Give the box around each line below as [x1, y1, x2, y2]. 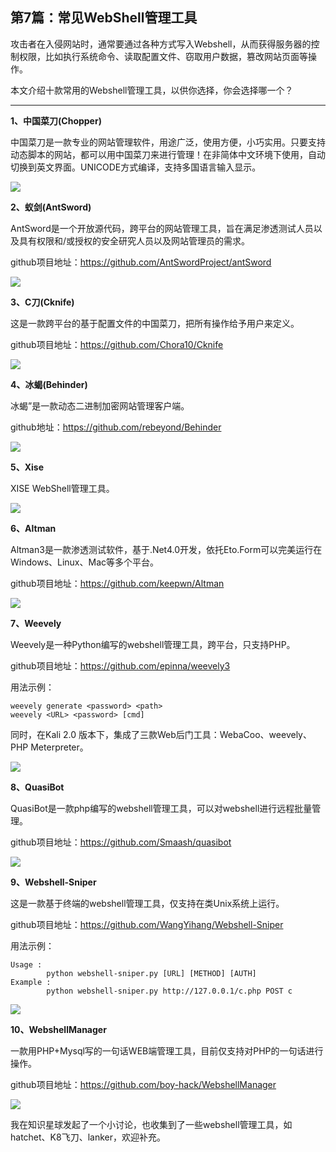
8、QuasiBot [10, 781, 65, 793]
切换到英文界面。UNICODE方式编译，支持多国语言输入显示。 [10, 161, 262, 173]
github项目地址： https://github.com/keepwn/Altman [10, 577, 225, 589]
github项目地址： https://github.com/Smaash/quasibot [10, 836, 232, 848]
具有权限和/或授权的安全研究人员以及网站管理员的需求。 [18, 234, 251, 247]
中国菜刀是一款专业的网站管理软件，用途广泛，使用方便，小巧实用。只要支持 [10, 136, 326, 148]
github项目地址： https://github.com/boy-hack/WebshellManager [10, 1078, 277, 1090]
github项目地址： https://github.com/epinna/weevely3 [10, 659, 231, 672]
